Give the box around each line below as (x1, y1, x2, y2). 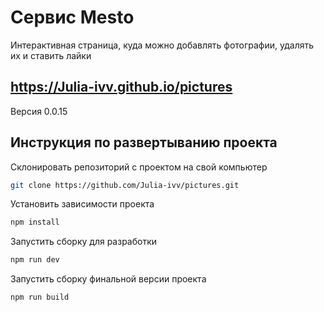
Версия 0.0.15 (10, 105, 68, 117)
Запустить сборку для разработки (10, 236, 158, 248)
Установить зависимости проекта (10, 198, 155, 210)
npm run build (10, 292, 70, 303)
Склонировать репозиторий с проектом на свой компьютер (10, 161, 268, 173)
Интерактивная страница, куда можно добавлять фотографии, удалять (10, 39, 315, 51)
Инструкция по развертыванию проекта (10, 134, 278, 151)
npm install (10, 217, 60, 228)
